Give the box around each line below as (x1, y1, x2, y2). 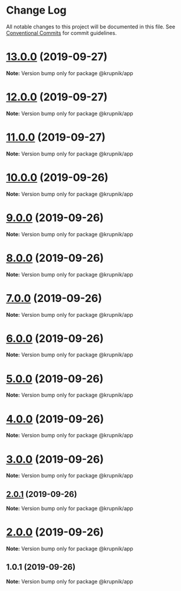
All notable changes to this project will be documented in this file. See (6, 23, 176, 30)
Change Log (6, 4, 67, 17)
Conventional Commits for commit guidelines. (6, 29, 117, 36)
